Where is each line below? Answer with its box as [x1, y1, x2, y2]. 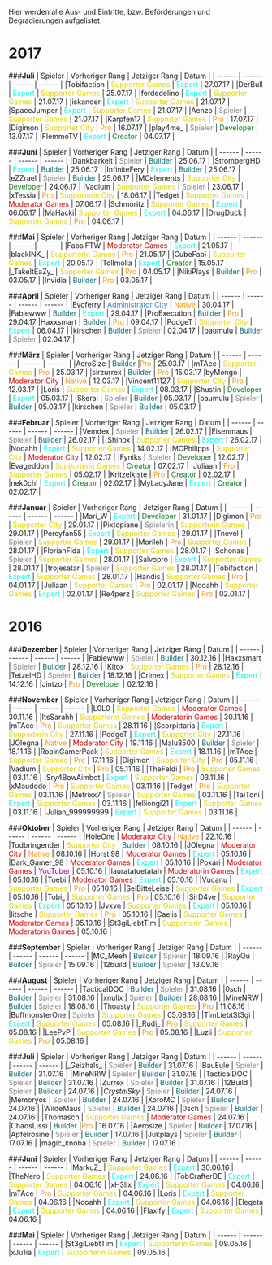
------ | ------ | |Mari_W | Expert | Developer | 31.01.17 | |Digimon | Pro [28, 511, 262, 521]
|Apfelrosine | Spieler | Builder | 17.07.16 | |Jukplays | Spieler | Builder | [8, 1129, 242, 1139]
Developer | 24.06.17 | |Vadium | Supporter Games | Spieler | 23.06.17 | [8, 181, 244, 191]
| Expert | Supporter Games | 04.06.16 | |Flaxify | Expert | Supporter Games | [8, 1206, 264, 1215]
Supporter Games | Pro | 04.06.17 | [8, 216, 124, 226]
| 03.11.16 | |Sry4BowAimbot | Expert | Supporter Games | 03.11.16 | [8, 772, 230, 782]
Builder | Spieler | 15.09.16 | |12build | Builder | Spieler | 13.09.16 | [8, 959, 223, 969]
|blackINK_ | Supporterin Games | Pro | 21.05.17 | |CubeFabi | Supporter [8, 249, 247, 259]
